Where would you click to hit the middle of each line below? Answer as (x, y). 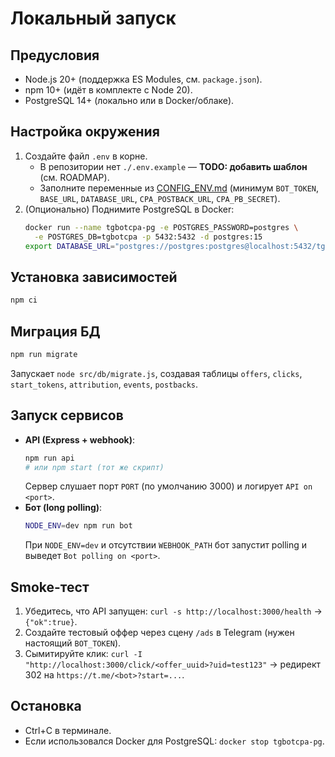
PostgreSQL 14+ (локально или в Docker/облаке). (129, 100)
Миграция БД (55, 331)
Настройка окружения (85, 132)
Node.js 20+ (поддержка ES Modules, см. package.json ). (143, 79)
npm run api (49, 458)
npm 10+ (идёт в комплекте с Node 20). (108, 90)
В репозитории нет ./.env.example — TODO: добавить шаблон (173, 166)
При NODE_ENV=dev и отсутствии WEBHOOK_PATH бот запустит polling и (166, 545)
